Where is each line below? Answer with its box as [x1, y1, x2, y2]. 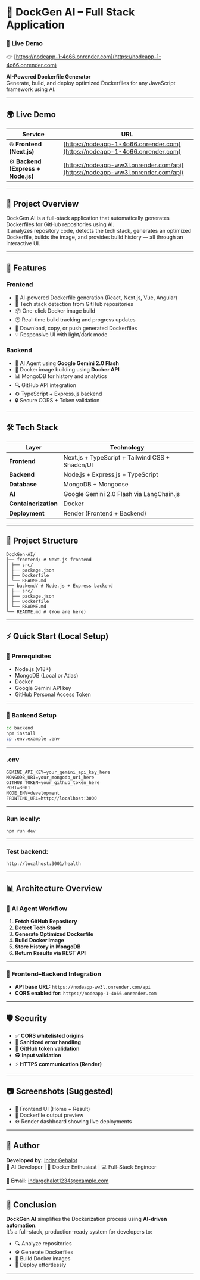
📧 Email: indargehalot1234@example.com [6, 1177, 109, 1184]
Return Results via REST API [14, 949, 86, 956]
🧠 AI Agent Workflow [6, 904, 68, 913]
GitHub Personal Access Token [14, 691, 91, 698]
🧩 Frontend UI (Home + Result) [14, 1105, 90, 1112]
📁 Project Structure [6, 536, 79, 546]
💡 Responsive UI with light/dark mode [14, 330, 108, 338]
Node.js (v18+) [14, 666, 51, 673]
